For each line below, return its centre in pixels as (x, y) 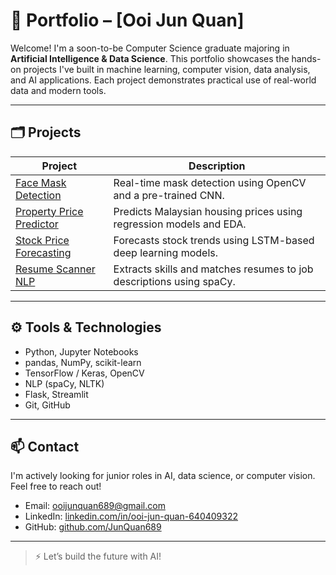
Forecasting (43, 252)
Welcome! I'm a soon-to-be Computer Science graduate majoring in (150, 48)
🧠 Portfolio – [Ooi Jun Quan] (127, 20)
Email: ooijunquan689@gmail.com (95, 506)
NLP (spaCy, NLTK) (64, 383)
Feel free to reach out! (56, 486)
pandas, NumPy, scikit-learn (83, 362)
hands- (306, 58)
